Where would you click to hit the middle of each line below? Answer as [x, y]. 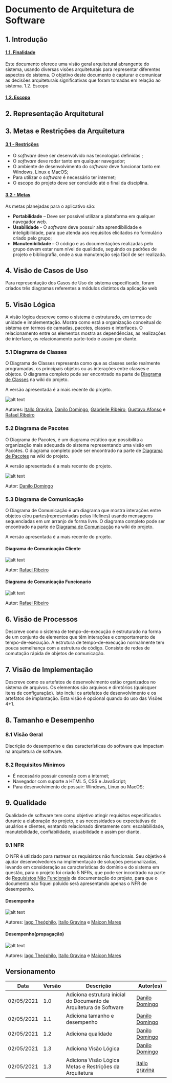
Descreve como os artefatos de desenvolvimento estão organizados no [81, 682]
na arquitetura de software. [34, 751]
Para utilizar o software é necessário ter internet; [64, 177]
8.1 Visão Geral [24, 735]
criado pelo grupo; [32, 238]
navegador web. [30, 222]
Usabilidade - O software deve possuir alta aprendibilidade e [77, 227]
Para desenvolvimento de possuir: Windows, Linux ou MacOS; [78, 787]
